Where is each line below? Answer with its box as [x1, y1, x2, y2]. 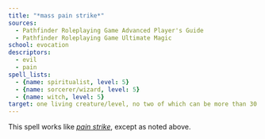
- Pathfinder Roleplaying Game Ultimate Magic [15, 33, 172, 42]
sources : [8, 19, 37, 27]
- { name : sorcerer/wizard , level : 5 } [15, 85, 140, 94]
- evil [15, 56, 37, 64]
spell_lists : [8, 71, 52, 79]
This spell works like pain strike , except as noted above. [8, 122, 191, 132]
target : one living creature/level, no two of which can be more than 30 [8, 100, 258, 108]
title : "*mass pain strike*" [8, 11, 105, 20]
